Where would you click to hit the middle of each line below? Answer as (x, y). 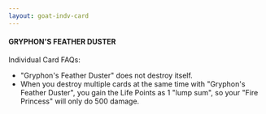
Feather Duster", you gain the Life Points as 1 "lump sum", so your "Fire (139, 92)
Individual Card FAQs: (45, 59)
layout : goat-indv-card (49, 16)
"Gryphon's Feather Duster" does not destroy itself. (106, 75)
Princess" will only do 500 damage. (80, 101)
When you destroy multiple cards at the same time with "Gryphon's (133, 84)
